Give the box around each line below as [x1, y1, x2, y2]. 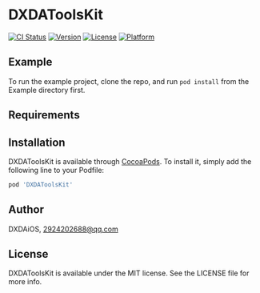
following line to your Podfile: [8, 165, 105, 175]
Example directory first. [8, 85, 86, 94]
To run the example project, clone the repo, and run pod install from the [8, 76, 250, 86]
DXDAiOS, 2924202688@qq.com [8, 224, 118, 234]
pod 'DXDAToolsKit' [8, 180, 74, 189]
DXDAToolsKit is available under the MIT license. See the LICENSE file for [8, 268, 250, 278]
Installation [8, 135, 66, 149]
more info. [8, 277, 42, 287]
